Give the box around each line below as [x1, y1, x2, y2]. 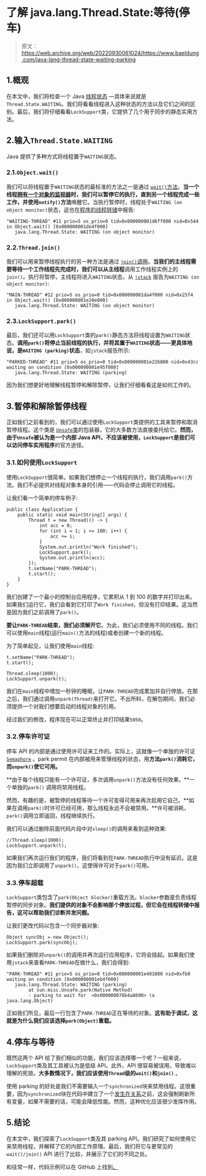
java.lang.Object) [6, 998, 53, 1004]
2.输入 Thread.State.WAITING [6, 136, 113, 146]
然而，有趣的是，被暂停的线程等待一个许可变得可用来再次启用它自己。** [6, 796, 189, 804]
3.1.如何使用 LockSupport [6, 458, 78, 467]
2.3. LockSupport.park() [6, 317, 77, 326]
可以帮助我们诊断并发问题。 [22, 909, 93, 917]
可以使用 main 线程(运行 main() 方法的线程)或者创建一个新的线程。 [6, 629, 167, 636]
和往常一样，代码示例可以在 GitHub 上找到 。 [6, 1163, 118, 1170]
